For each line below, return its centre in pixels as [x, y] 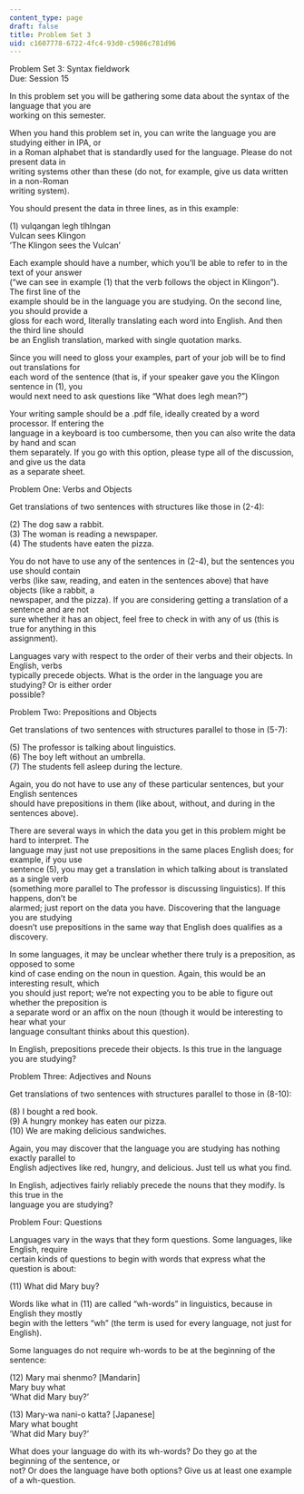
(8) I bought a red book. [54, 1112]
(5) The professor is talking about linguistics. [93, 747]
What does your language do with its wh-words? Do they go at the [133, 1451]
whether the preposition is [58, 1003]
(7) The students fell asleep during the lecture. [96, 767]
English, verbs [36, 666]
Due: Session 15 [39, 79]
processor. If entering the [57, 424]
